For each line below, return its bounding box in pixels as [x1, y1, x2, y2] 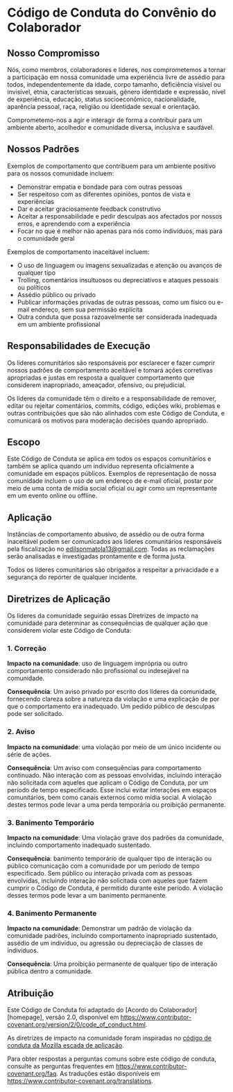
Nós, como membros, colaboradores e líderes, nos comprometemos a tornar [7, 66, 226, 74]
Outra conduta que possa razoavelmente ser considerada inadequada [17, 312, 217, 321]
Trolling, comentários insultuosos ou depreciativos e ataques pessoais [17, 275, 219, 284]
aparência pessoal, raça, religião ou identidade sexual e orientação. [7, 103, 200, 110]
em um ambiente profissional [17, 320, 101, 328]
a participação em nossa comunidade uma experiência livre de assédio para [7, 73, 225, 81]
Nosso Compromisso [7, 47, 101, 59]
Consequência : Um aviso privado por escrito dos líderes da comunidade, [7, 688, 217, 696]
